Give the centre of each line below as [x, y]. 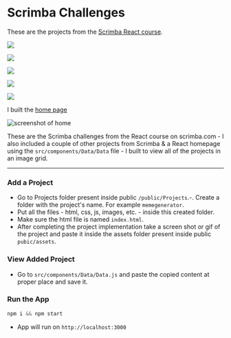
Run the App [28, 299]
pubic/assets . [36, 242]
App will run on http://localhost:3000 [71, 327]
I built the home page [37, 109]
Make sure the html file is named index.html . [80, 220]
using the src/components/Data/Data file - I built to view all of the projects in [114, 151]
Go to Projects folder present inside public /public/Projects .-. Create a [118, 198]
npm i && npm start [35, 314]
